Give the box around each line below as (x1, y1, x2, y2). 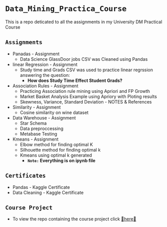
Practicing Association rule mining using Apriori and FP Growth (20, 88, 150, 94)
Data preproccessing (20, 125, 64, 132)
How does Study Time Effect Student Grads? (27, 77, 123, 83)
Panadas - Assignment (12, 51, 60, 57)
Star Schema (20, 120, 47, 126)
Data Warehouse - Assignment (12, 115, 76, 121)
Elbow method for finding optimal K (20, 141, 93, 147)
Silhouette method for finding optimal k (20, 147, 101, 153)
